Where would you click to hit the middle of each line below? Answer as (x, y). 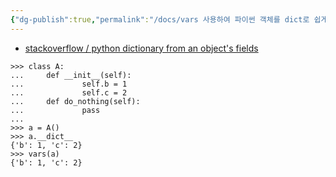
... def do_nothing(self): (75, 101)
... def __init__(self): (71, 75)
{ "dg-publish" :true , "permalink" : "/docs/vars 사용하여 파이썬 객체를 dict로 (160, 19)
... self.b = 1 (69, 84)
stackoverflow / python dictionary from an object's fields (141, 48)
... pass (55, 110)
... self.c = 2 (69, 92)
